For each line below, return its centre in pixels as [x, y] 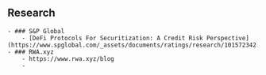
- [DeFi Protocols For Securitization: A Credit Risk [112, 38]
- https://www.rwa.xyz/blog [68, 58]
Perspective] [227, 38]
